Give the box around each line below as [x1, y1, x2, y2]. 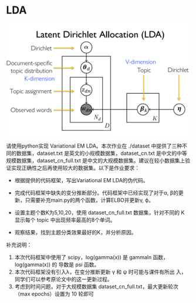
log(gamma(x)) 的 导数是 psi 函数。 [14, 261, 100, 268]
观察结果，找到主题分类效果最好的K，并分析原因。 [14, 229, 137, 236]
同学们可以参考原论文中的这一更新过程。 [14, 276, 113, 283]
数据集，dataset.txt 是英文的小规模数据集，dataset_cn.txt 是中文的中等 [16, 150, 187, 157]
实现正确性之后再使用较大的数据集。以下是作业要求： [11, 165, 140, 172]
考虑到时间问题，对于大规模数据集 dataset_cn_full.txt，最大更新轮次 [14, 283, 179, 290]
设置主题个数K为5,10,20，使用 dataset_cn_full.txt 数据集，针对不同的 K [14, 209, 185, 216]
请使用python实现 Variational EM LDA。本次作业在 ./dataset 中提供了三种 [6, 142, 183, 149]
